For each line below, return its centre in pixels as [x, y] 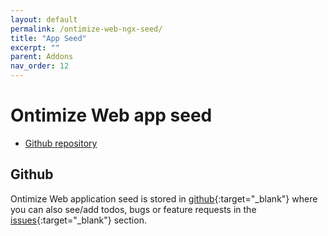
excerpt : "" [35, 47]
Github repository [61, 143]
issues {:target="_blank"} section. [78, 220]
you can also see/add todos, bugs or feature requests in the [133, 209]
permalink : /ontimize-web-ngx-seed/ [86, 29]
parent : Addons [42, 57]
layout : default [44, 19]
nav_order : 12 [40, 66]
